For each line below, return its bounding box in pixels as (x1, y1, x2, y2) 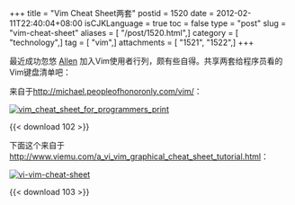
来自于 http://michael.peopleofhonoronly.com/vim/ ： (9, 86, 202, 96)
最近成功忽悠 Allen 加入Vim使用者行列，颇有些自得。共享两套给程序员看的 (9, 56, 283, 66)
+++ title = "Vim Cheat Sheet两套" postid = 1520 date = (9, 8, 215, 18)
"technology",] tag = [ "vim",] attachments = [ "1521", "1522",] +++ (9, 37, 255, 48)
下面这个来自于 (9, 140, 65, 150)
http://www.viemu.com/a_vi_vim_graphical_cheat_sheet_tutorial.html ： (9, 151, 270, 162)
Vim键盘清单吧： (9, 67, 72, 77)
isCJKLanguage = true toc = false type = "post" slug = (84, 18, 287, 29)
